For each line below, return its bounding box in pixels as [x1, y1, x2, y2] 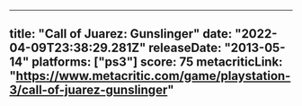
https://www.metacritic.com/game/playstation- [15, 68, 291, 84]
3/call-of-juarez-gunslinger [9, 83, 168, 98]
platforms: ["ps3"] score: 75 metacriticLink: [31, 55, 283, 70]
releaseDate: [147, 40, 222, 56]
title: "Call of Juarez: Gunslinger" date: [9, 26, 233, 41]
